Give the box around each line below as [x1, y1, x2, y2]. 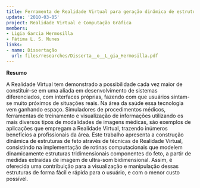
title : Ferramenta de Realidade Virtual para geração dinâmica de [6, 8, 174, 15]
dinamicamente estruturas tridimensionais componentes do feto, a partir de [6, 149, 192, 157]
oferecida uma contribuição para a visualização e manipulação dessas [6, 162, 179, 170]
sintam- [170, 93, 190, 100]
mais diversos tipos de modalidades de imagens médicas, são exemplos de [6, 118, 192, 125]
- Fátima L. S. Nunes [6, 36, 60, 42]
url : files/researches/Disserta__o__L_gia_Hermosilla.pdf [11, 53, 159, 59]
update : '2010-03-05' [6, 14, 60, 20]
